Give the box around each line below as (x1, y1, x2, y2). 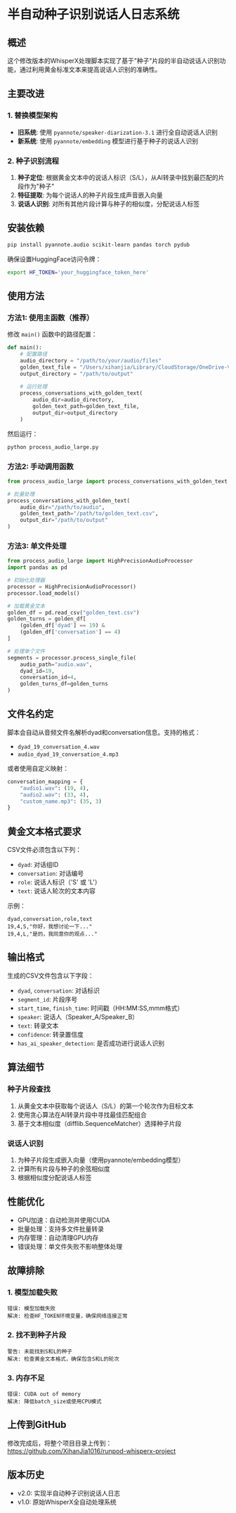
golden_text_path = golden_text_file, (32, 403, 140, 410)
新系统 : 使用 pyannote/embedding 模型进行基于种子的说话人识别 (17, 136, 199, 145)
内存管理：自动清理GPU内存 (17, 1233, 99, 1242)
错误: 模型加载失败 (7, 1305, 56, 1312)
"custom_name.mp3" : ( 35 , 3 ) (20, 798, 102, 805)
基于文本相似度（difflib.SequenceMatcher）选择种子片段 (17, 1119, 182, 1127)
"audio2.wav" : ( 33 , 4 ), (20, 791, 90, 798)
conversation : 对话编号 (17, 869, 84, 878)
